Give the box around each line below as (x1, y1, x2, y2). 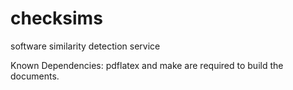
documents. (10, 70, 60, 82)
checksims (10, 7, 103, 30)
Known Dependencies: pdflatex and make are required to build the (10, 59, 284, 71)
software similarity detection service (10, 40, 161, 52)
